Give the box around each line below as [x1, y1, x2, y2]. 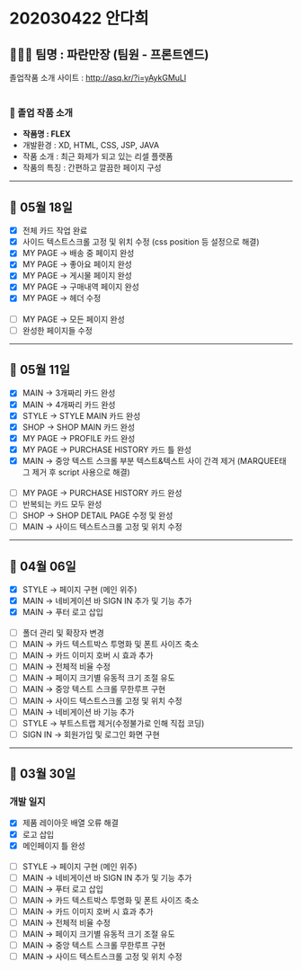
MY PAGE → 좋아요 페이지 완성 [22, 259, 132, 270]
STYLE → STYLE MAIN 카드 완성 [22, 410, 141, 421]
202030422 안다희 [9, 8, 150, 29]
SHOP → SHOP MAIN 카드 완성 [22, 422, 136, 432]
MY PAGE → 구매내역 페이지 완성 [22, 281, 139, 292]
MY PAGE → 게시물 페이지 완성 [22, 271, 132, 281]
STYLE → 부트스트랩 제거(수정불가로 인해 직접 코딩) [22, 717, 205, 728]
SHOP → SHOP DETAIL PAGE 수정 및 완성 [22, 510, 173, 521]
